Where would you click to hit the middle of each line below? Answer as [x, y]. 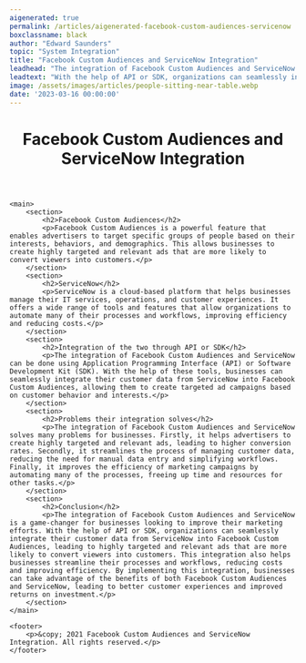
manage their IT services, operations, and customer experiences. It [144, 300]
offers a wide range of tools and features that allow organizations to [150, 307]
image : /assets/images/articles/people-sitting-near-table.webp [134, 86]
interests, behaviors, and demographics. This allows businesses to [142, 244]
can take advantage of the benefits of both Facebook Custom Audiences [148, 578]
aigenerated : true [44, 18]
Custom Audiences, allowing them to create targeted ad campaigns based [150, 387]
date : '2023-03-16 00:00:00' [65, 94]
